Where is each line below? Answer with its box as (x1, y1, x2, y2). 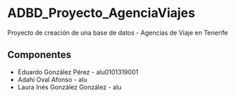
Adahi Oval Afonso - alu (17, 75, 87, 84)
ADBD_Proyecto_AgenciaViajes (7, 5, 196, 21)
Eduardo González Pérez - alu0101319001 (17, 67, 139, 76)
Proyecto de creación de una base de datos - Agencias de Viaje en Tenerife (7, 28, 229, 37)
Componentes (7, 49, 72, 61)
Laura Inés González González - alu (17, 83, 122, 91)
